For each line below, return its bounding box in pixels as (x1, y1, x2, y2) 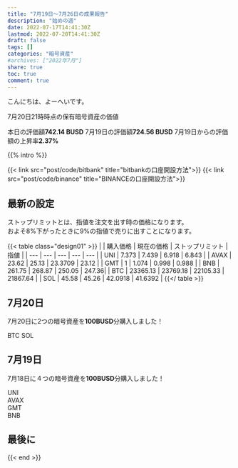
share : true (7, 64, 43, 71)
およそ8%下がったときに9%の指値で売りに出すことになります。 (7, 226, 196, 236)
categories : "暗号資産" (7, 51, 73, 58)
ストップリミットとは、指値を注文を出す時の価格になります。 (7, 218, 188, 226)
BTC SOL (7, 332, 34, 339)
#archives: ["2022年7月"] (7, 57, 82, 64)
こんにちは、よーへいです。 (7, 97, 88, 106)
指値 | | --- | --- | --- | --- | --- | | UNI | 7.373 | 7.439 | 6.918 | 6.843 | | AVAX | (7, 251, 232, 259)
